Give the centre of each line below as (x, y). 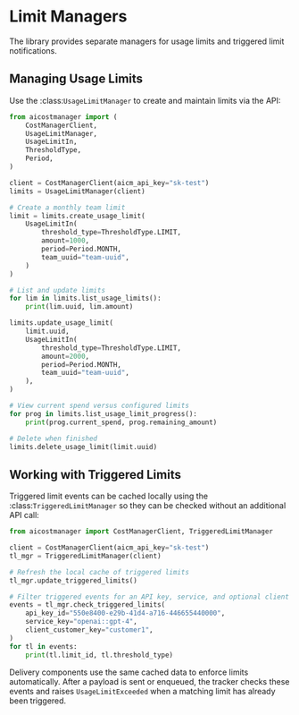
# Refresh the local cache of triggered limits (100, 572)
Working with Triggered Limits (95, 475)
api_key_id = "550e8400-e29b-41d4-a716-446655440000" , (125, 613)
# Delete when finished (54, 438)
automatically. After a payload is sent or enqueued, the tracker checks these (149, 681)
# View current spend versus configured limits (100, 405)
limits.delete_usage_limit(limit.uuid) (83, 447)
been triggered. (38, 701)
